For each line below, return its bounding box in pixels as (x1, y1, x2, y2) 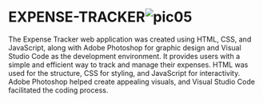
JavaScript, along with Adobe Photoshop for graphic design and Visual (8, 42, 241, 52)
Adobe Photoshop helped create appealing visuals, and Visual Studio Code (8, 77, 256, 86)
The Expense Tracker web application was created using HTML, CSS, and (8, 34, 252, 44)
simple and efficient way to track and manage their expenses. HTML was (8, 60, 249, 69)
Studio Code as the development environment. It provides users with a (8, 51, 241, 61)
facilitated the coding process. (8, 85, 109, 95)
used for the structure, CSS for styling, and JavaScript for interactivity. (8, 68, 241, 77)
